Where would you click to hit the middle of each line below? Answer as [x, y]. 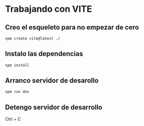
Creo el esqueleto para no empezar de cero [72, 27]
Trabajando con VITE [48, 9]
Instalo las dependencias [44, 54]
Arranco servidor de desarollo [52, 80]
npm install [17, 65]
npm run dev [17, 92]
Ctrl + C [13, 119]
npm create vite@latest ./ [33, 38]
